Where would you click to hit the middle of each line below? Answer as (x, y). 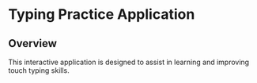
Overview (33, 43)
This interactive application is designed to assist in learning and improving (129, 62)
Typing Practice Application (102, 14)
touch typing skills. (39, 70)
